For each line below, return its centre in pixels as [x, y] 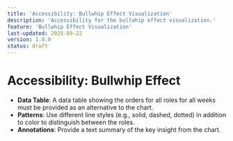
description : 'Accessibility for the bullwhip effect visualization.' [112, 20]
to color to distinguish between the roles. [76, 122]
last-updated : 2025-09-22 [45, 33]
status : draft [28, 46]
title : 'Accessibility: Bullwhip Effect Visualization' [90, 14]
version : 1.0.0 [29, 40]
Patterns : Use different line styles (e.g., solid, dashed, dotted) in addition [122, 114]
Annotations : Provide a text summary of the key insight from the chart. [119, 129]
